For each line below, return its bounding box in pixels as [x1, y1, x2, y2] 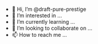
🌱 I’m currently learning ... [11, 18, 75, 25]
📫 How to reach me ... [11, 32, 67, 38]
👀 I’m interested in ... [11, 12, 62, 19]
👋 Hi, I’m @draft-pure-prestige [11, 6, 87, 12]
